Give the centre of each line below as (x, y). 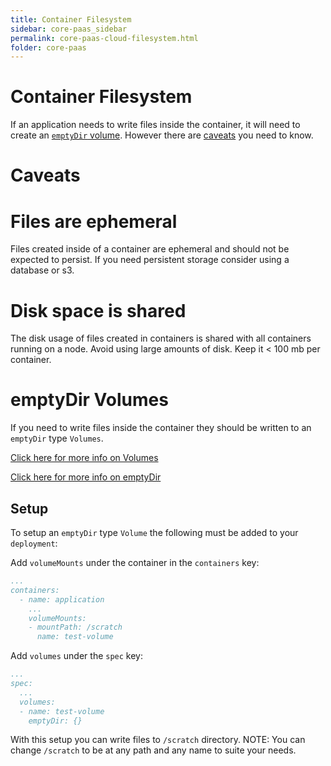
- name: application (62, 599)
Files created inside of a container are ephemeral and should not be (150, 249)
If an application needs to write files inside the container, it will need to (155, 125)
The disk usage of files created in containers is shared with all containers (161, 338)
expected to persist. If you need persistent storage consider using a (150, 260)
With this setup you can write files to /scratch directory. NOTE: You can (158, 740)
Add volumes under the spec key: (77, 656)
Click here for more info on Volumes (84, 458)
